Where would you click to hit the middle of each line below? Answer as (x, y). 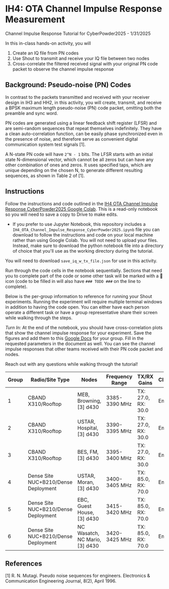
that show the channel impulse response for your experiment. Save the (78, 333)
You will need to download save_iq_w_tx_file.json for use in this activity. (81, 261)
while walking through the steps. (39, 318)
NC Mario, (89, 539)
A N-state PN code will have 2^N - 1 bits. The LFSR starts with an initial (79, 154)
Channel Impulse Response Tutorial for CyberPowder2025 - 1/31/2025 (78, 33)
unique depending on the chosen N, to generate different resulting (74, 170)
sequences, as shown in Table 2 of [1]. (45, 175)
